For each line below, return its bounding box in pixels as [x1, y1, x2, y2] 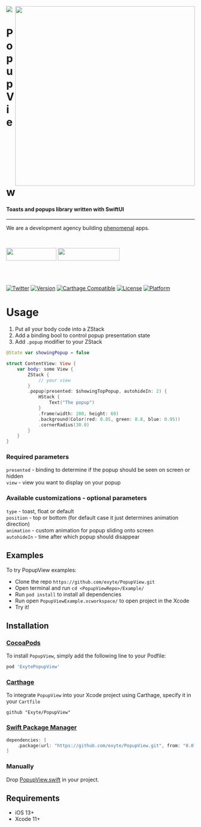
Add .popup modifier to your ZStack [14, 338, 103, 346]
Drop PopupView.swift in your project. [6, 775, 100, 783]
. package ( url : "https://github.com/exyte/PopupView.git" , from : [17, 743, 181, 749]
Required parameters [6, 453, 69, 461]
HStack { [38, 394, 60, 400]
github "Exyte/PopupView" [6, 710, 71, 716]
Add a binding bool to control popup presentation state [14, 332, 151, 339]
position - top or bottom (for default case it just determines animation [6, 514, 179, 521]
